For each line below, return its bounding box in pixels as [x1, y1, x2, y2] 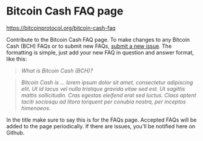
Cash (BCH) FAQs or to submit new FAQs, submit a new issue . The [6, 42, 172, 50]
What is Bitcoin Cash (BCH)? [21, 67, 93, 74]
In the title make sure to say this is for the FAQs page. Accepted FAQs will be [6, 116, 197, 123]
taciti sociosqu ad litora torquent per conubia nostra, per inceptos [21, 98, 186, 105]
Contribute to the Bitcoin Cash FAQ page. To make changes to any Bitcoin [6, 36, 190, 43]
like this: [6, 55, 27, 62]
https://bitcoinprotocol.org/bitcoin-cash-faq [6, 24, 116, 31]
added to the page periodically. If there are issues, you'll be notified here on [6, 122, 196, 130]
